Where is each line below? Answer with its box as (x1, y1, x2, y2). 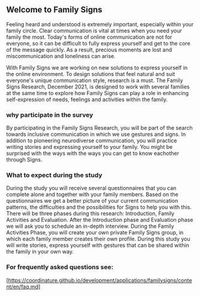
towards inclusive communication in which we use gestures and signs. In (6, 131, 186, 138)
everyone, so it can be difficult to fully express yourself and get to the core (6, 39, 190, 47)
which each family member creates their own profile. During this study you (6, 236, 190, 243)
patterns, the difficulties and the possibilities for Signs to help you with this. (6, 203, 192, 211)
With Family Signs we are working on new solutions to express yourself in (6, 64, 188, 71)
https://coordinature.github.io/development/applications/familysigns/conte (8, 276, 193, 283)
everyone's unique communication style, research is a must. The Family (6, 77, 184, 84)
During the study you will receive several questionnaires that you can (6, 185, 177, 192)
